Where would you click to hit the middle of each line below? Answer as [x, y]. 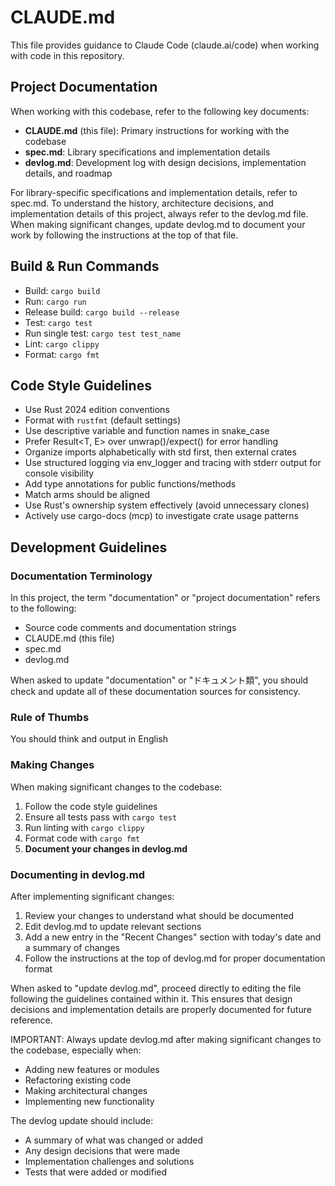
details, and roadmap [68, 173]
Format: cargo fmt [62, 354]
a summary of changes [72, 947]
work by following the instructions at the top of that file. [124, 235]
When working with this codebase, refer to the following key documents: [160, 111]
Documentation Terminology [81, 576]
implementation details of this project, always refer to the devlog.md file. [159, 213]
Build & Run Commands [85, 266]
